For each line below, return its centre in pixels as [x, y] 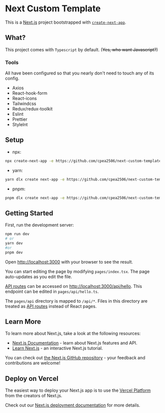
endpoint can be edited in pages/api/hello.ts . [52, 291]
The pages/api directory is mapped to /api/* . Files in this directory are [76, 301]
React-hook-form [30, 93]
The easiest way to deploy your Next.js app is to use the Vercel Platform [78, 390]
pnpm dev [14, 252]
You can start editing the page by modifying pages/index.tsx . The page [77, 271]
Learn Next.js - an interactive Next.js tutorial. [57, 348]
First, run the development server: [40, 225]
